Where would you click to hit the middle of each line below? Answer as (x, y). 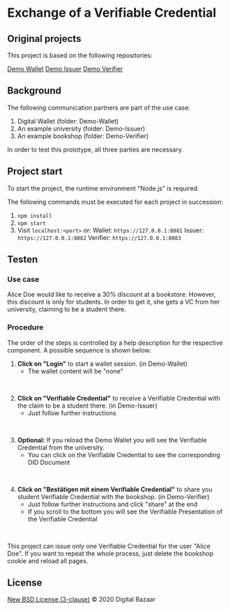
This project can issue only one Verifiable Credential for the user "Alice (109, 546)
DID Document (49, 462)
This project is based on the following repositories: (80, 55)
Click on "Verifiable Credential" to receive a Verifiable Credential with (119, 398)
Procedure (25, 327)
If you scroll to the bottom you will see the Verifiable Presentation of (125, 512)
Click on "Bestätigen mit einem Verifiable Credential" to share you (115, 489)
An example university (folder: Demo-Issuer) (81, 128)
